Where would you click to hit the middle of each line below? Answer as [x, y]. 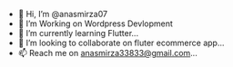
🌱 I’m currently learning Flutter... [78, 33]
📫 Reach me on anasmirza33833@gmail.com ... [107, 53]
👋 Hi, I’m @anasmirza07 [62, 14]
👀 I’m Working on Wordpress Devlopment [95, 24]
